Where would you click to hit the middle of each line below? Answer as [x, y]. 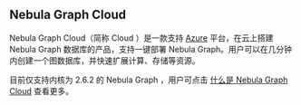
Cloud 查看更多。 [42, 91]
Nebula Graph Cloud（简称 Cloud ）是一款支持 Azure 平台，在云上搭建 [141, 38]
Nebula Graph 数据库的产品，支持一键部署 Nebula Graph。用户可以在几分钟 [151, 49]
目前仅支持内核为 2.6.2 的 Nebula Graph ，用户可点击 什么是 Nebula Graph [149, 80]
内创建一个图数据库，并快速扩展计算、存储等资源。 [105, 60]
